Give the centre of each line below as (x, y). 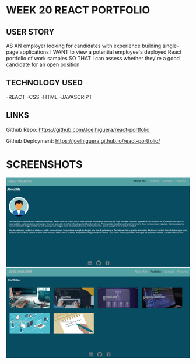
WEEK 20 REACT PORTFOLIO (78, 10)
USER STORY (30, 32)
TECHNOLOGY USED (45, 83)
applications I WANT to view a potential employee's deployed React (101, 52)
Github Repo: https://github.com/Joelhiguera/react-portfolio (78, 129)
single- (171, 46)
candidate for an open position (43, 64)
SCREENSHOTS (44, 164)
